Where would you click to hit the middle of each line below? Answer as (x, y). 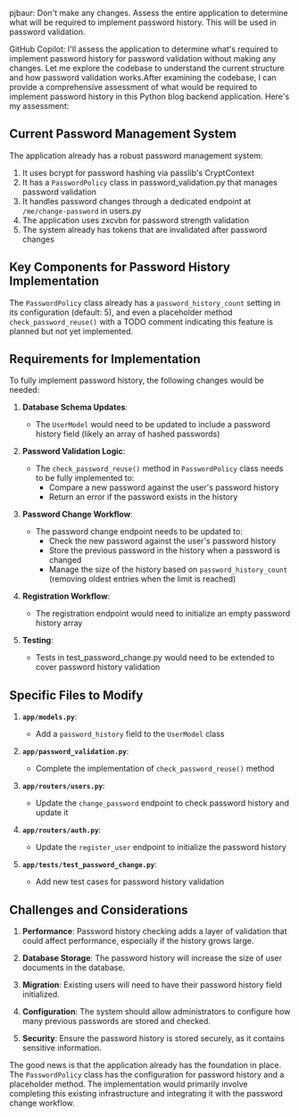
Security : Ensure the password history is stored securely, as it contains (154, 1038)
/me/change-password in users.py (82, 211)
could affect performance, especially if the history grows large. (138, 941)
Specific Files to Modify (76, 695)
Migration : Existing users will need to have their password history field (152, 985)
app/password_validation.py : (75, 751)
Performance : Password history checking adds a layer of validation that (154, 931)
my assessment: (39, 106)
